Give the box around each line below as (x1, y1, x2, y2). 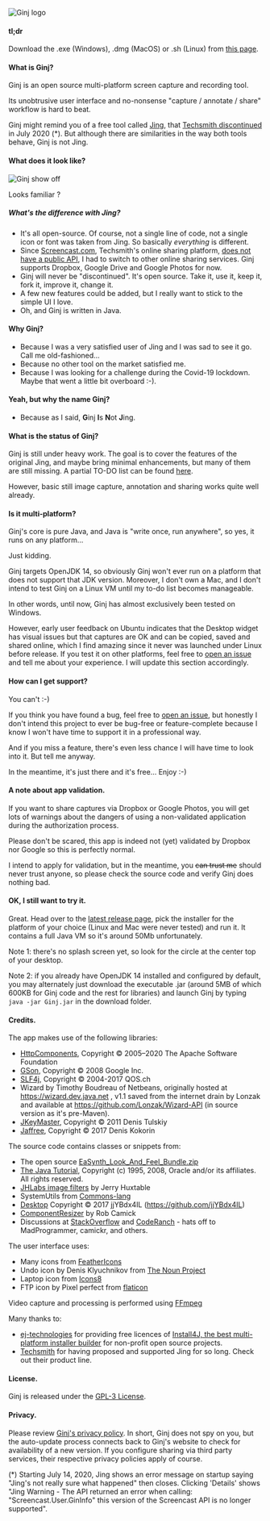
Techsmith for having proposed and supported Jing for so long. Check (19, 1347, 255, 1356)
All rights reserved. (19, 1174, 84, 1184)
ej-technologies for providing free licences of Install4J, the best (19, 1330, 232, 1339)
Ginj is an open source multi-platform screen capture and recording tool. (8, 81, 249, 90)
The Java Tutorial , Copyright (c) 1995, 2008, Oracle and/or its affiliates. (19, 1166, 256, 1176)
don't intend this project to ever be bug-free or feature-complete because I (8, 718, 258, 728)
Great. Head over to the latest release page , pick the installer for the (8, 914, 235, 923)
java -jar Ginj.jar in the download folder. (8, 997, 152, 1006)
